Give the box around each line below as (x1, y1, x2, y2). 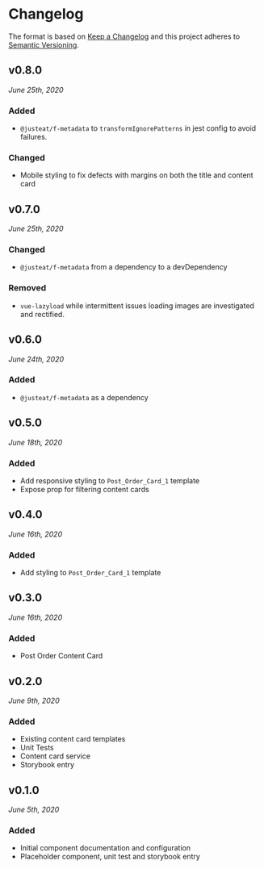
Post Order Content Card (19, 651, 103, 661)
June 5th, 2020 (8, 804, 60, 815)
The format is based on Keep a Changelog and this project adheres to (8, 31, 241, 41)
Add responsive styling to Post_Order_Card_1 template (19, 475, 200, 485)
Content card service (19, 751, 91, 761)
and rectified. (19, 309, 65, 319)
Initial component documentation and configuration (19, 843, 191, 853)
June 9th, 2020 (8, 696, 60, 705)
